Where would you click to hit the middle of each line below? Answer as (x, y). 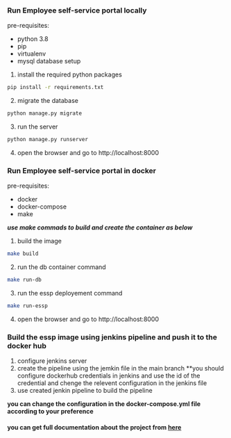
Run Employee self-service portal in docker (82, 170)
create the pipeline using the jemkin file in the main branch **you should (120, 368)
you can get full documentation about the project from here (94, 427)
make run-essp (28, 306)
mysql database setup (49, 61)
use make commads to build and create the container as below (100, 227)
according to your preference (50, 412)
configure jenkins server (52, 361)
